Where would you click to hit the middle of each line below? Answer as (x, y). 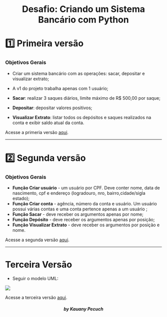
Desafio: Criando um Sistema (83, 9)
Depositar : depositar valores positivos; (52, 108)
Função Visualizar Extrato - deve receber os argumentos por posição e (86, 225)
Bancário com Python (83, 20)
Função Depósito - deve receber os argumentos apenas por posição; (83, 220)
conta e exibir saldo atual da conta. (48, 123)
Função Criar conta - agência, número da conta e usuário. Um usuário (85, 204)
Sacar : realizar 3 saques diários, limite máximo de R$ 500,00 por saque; (86, 98)
